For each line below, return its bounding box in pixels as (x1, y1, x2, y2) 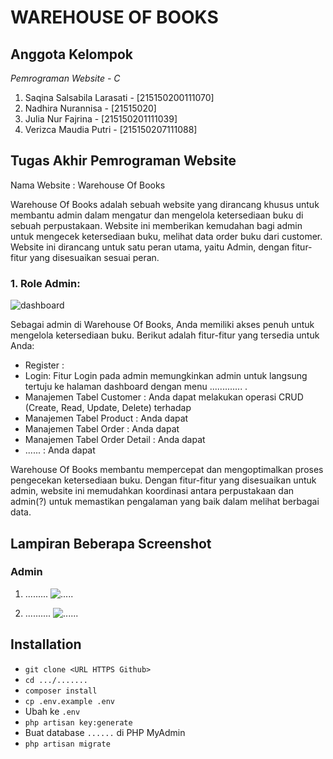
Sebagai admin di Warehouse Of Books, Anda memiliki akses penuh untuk (10, 319, 315, 331)
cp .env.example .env (24, 696, 115, 706)
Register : (24, 359, 65, 371)
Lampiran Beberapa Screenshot (10, 535, 212, 552)
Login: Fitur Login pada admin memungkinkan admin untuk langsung (24, 370, 308, 382)
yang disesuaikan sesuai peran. (29, 251, 160, 263)
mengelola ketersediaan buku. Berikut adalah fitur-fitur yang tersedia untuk (10, 329, 320, 341)
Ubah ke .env (24, 705, 81, 717)
